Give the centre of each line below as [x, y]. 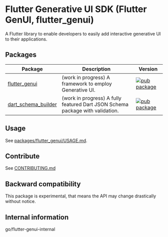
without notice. [20, 201]
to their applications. [26, 39]
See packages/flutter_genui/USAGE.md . [46, 140]
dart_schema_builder [32, 104]
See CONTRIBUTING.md [30, 168]
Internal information [37, 217]
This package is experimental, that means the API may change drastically [81, 196]
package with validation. [90, 110]
